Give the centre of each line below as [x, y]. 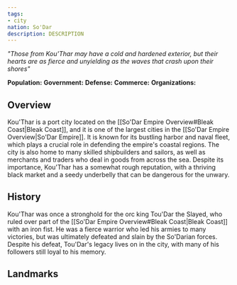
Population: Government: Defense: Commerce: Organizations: [102, 83]
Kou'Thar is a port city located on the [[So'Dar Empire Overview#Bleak [111, 122]
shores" [19, 69]
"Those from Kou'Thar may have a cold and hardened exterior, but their [113, 54]
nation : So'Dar [30, 27]
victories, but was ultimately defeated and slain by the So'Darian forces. [112, 236]
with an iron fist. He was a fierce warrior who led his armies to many [107, 229]
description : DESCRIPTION [45, 34]
